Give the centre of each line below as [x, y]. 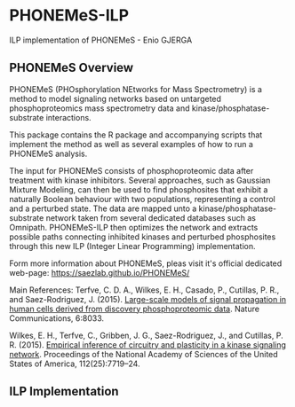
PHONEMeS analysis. [48, 153]
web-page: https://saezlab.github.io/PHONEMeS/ [100, 272]
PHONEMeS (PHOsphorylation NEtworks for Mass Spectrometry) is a [136, 89]
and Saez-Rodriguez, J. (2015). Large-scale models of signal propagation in [148, 299]
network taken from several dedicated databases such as [151, 217]
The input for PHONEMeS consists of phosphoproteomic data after [132, 170]
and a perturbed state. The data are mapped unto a [103, 208]
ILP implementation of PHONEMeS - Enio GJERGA [101, 40]
